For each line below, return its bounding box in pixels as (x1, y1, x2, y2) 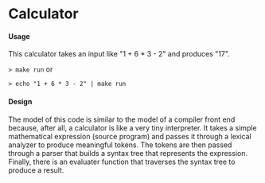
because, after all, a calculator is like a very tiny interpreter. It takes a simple (8, 123, 257, 132)
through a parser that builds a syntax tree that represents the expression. (8, 148, 248, 158)
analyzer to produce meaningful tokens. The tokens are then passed (8, 140, 232, 150)
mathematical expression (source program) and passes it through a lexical (8, 131, 252, 141)
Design (8, 96, 33, 106)
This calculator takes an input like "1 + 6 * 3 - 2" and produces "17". (8, 49, 231, 59)
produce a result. (8, 165, 64, 175)
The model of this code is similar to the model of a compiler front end (8, 115, 236, 124)
